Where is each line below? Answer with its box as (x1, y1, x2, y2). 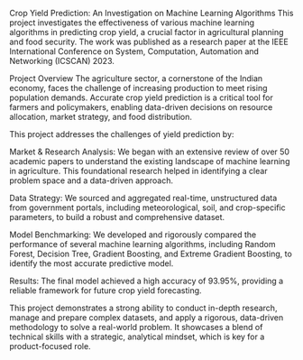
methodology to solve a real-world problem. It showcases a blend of (9, 322, 263, 332)
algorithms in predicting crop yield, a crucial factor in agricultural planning (9, 27, 284, 37)
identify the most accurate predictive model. (9, 258, 174, 269)
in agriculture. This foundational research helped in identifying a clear (9, 166, 268, 176)
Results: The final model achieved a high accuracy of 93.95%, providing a (9, 275, 284, 286)
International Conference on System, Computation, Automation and (9, 46, 260, 57)
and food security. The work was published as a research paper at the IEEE (9, 36, 289, 47)
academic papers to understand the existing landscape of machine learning (9, 156, 290, 166)
